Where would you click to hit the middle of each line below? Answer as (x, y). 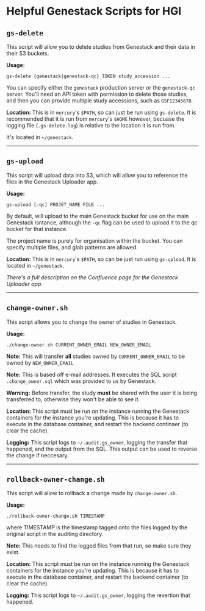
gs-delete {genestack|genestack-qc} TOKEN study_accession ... (88, 76)
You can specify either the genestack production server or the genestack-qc (101, 88)
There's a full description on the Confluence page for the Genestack (92, 277)
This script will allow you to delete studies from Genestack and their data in (101, 47)
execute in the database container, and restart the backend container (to (97, 577)
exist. (13, 552)
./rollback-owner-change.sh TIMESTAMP (56, 516)
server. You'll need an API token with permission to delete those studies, (97, 94)
